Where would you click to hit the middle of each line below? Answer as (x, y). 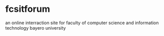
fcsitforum (28, 9)
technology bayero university (36, 28)
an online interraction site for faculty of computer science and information (82, 23)
